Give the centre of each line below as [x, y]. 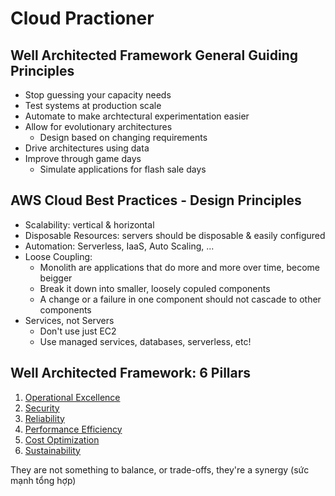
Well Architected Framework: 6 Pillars [131, 373]
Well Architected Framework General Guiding [154, 55]
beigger [56, 278]
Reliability [44, 418]
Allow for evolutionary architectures [98, 126]
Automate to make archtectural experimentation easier [137, 116]
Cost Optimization [62, 439]
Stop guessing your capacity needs [98, 95]
